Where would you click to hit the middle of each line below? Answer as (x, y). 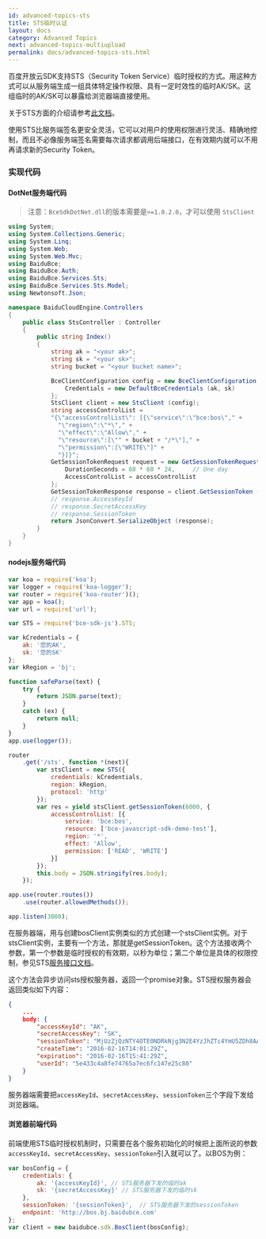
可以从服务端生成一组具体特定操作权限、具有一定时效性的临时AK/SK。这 (133, 86)
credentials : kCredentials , (97, 778)
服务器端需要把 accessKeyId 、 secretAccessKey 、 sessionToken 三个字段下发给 (131, 1094)
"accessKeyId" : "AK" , (72, 1027)
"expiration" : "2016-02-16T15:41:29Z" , (103, 1056)
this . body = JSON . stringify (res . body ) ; (103, 873)
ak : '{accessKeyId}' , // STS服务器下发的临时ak (112, 1183)
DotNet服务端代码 (38, 192)
